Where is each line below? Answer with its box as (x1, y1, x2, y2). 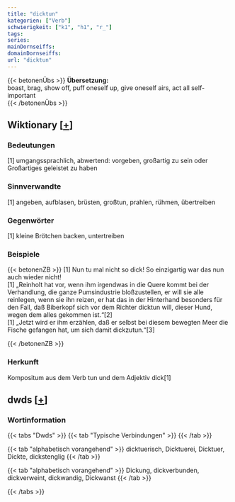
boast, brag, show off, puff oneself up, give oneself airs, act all (7, 83, 190, 92)
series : (7, 37, 30, 44)
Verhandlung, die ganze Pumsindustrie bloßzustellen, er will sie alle (7, 288, 204, 296)
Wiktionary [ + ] (7, 119, 73, 131)
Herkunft (7, 357, 39, 367)
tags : (7, 30, 23, 38)
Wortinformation (7, 415, 66, 425)
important (7, 91, 36, 99)
